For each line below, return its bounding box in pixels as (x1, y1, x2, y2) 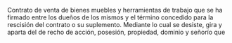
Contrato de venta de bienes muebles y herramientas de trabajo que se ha (7, 6, 223, 14)
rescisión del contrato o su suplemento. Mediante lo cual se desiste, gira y (7, 21, 223, 28)
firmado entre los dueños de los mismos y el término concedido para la (7, 13, 214, 21)
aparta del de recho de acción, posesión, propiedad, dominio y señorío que (7, 28, 226, 36)
